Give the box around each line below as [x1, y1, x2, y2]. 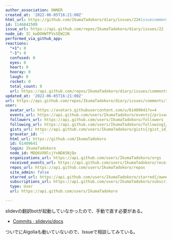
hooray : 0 [10, 70, 31, 75]
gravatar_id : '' [10, 131, 45, 136]
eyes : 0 [10, 60, 27, 65]
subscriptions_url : [10, 179, 52, 185]
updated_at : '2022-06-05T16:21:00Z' [5, 93, 83, 98]
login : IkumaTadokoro [10, 146, 56, 151]
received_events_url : [10, 160, 56, 165]
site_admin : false [10, 170, 50, 175]
